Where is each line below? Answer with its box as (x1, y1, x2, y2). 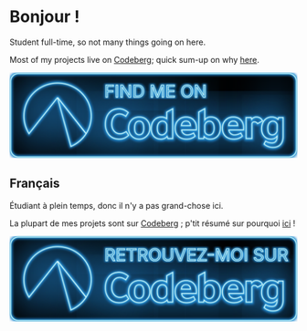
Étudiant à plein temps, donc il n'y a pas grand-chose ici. (9, 200, 224, 211)
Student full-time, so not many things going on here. (9, 36, 206, 47)
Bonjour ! (9, 6, 80, 27)
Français (9, 176, 60, 191)
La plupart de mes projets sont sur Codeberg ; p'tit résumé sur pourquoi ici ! (9, 217, 296, 229)
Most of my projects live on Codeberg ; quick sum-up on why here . (9, 54, 260, 65)
